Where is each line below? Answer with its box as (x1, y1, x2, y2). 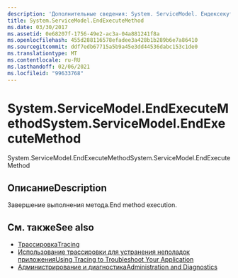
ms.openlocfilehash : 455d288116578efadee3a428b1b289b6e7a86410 (7, 37, 198, 44)
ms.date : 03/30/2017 (7, 23, 69, 30)
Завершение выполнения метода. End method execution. (7, 201, 177, 209)
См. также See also (7, 221, 94, 233)
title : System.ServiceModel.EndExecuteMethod (7, 17, 144, 24)
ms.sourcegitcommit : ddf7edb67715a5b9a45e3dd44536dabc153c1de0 (7, 43, 198, 50)
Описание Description (7, 182, 108, 194)
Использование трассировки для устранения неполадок (17, 248, 190, 256)
